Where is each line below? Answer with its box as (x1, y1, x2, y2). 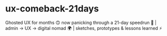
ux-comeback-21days (5, 3, 99, 14)
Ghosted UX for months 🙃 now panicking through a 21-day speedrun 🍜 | (5, 19, 157, 25)
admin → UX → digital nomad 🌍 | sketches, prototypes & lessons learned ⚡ (5, 25, 162, 31)
